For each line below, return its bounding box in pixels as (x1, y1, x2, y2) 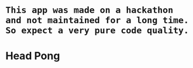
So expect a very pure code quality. (5, 25, 189, 36)
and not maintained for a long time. (5, 15, 189, 26)
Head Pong (5, 49, 60, 63)
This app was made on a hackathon (5, 5, 174, 16)
